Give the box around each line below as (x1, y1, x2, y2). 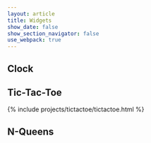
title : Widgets (7, 17, 52, 24)
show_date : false (7, 23, 59, 30)
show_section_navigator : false (7, 30, 99, 37)
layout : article (7, 10, 55, 18)
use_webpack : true (7, 37, 61, 44)
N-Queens (7, 125, 54, 137)
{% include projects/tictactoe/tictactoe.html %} (7, 105, 145, 113)
